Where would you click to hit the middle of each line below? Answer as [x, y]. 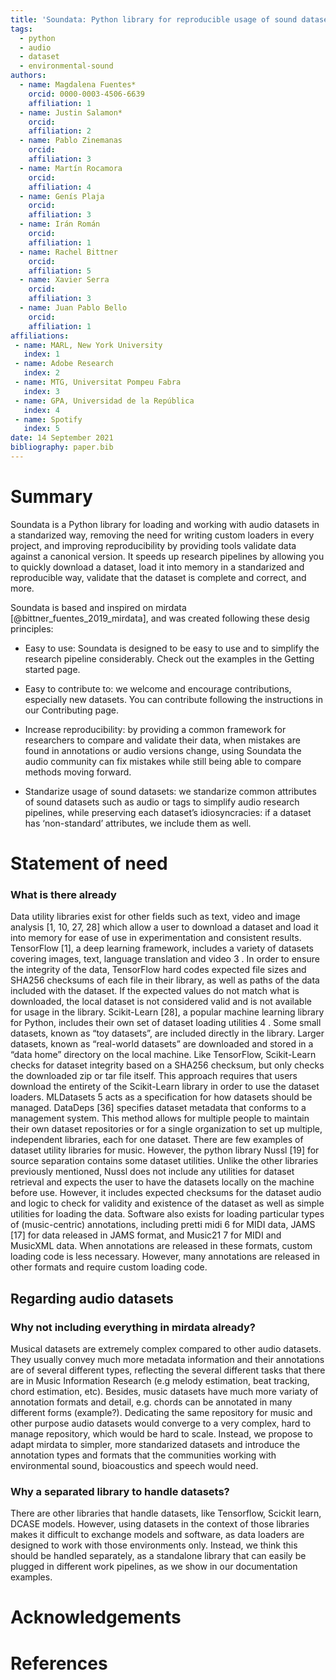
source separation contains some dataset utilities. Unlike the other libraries [164, 1161]
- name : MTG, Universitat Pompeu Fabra [98, 382]
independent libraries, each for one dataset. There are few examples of [157, 1140]
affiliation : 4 [60, 187]
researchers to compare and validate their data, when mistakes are [162, 740]
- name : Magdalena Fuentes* [78, 85]
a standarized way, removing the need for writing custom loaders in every [162, 535]
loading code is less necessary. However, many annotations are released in [165, 1257]
